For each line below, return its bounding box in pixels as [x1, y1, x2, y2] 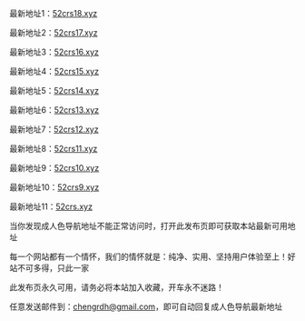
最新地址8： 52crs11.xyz [9, 144, 98, 154]
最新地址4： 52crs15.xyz [9, 66, 100, 76]
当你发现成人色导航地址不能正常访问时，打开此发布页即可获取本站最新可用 [9, 221, 288, 231]
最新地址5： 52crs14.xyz [9, 85, 100, 95]
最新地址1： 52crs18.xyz [9, 8, 98, 18]
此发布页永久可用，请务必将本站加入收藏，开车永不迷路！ [9, 282, 224, 293]
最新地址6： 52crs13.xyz [9, 105, 100, 115]
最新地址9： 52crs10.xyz [9, 163, 100, 173]
